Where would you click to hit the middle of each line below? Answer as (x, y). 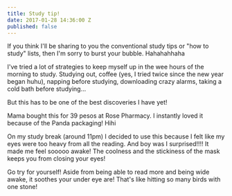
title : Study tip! (34, 14)
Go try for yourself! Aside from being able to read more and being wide (108, 172)
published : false (32, 26)
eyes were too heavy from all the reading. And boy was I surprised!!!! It (108, 144)
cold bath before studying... (47, 89)
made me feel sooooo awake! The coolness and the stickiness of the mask (114, 151)
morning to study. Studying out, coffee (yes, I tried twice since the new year (115, 74)
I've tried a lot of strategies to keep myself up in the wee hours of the (106, 67)
